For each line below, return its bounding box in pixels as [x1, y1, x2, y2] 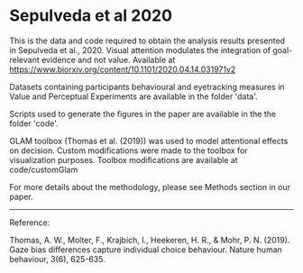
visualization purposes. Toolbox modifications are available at [9, 154, 238, 165]
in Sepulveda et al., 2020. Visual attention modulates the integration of [9, 44, 271, 55]
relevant [9, 54, 40, 65]
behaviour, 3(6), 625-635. [9, 253, 106, 264]
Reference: [9, 217, 50, 228]
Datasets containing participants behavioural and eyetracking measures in [9, 81, 286, 92]
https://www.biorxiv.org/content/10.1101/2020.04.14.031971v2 [9, 64, 236, 75]
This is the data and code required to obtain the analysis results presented [9, 35, 286, 46]
